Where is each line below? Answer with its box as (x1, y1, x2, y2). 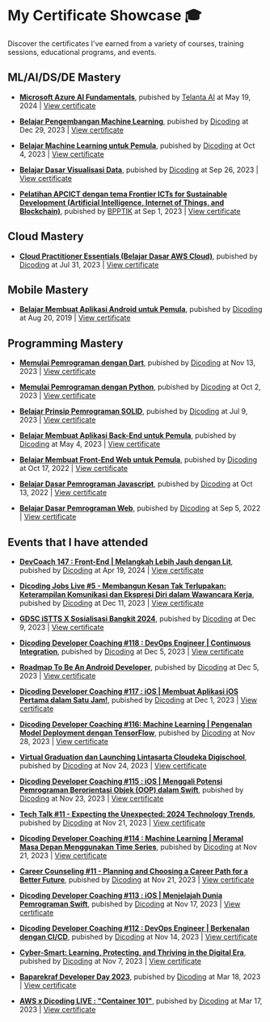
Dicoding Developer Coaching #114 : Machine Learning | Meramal (19, 834, 244, 843)
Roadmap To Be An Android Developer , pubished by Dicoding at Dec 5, (19, 662, 259, 671)
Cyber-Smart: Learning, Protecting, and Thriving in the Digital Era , (19, 948, 247, 957)
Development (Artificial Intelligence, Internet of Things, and (19, 197, 224, 207)
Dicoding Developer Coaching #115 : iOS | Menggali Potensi (19, 776, 223, 786)
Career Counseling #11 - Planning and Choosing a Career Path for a (19, 866, 248, 876)
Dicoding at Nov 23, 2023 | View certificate (19, 793, 164, 803)
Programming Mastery (7, 336, 124, 350)
